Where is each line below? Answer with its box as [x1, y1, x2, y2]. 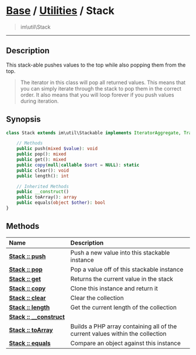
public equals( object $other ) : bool [16, 200, 106, 206]
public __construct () [16, 189, 69, 195]
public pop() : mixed [16, 151, 66, 157]
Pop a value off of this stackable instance [70, 265, 184, 273]
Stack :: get [9, 274, 41, 283]
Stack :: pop [9, 265, 43, 273]
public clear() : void [16, 168, 69, 173]
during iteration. [20, 98, 60, 105]
